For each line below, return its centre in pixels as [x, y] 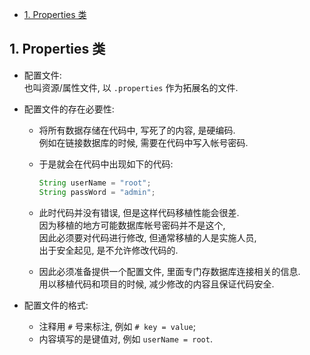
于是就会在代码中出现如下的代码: [106, 164]
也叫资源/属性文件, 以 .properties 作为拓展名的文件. [131, 87]
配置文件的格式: [56, 305]
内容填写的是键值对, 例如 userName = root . [125, 339]
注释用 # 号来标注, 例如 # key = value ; [117, 326]
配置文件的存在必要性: [69, 109]
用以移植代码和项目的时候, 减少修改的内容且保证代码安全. [156, 284]
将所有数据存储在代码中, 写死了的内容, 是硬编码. [137, 130]
